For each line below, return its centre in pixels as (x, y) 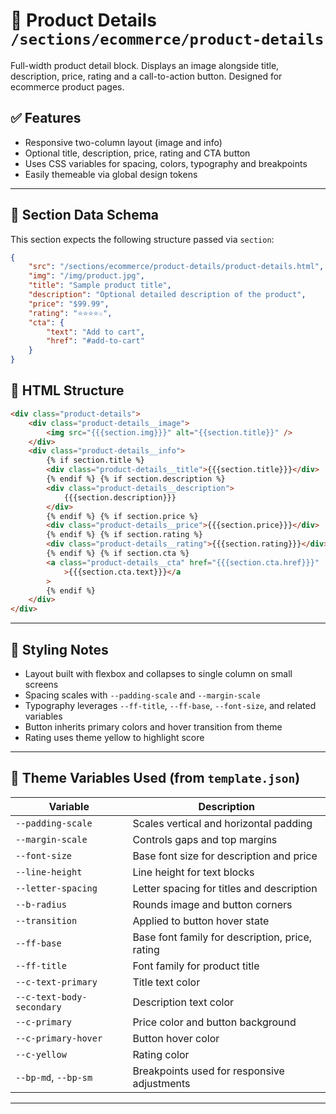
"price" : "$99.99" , (69, 304)
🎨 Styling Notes (59, 649)
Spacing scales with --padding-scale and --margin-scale (142, 695)
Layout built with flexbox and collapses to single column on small (158, 673)
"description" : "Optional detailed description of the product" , (167, 295)
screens (41, 684)
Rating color (161, 1054)
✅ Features (46, 118)
